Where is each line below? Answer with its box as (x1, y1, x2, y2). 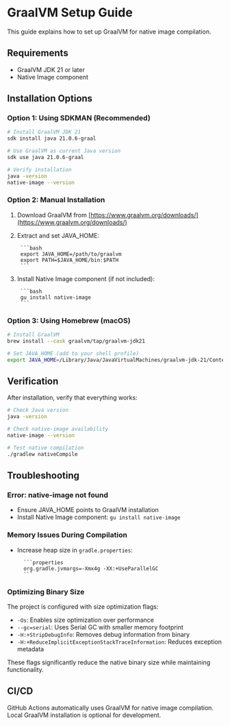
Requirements (7, 47, 68, 59)
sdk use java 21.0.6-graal (7, 154, 84, 161)
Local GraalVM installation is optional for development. (7, 711, 162, 719)
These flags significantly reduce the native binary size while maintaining (7, 658, 211, 666)
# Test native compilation (7, 444, 84, 451)
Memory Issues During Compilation (7, 530, 128, 540)
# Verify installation (7, 166, 72, 173)
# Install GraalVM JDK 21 (7, 129, 81, 136)
